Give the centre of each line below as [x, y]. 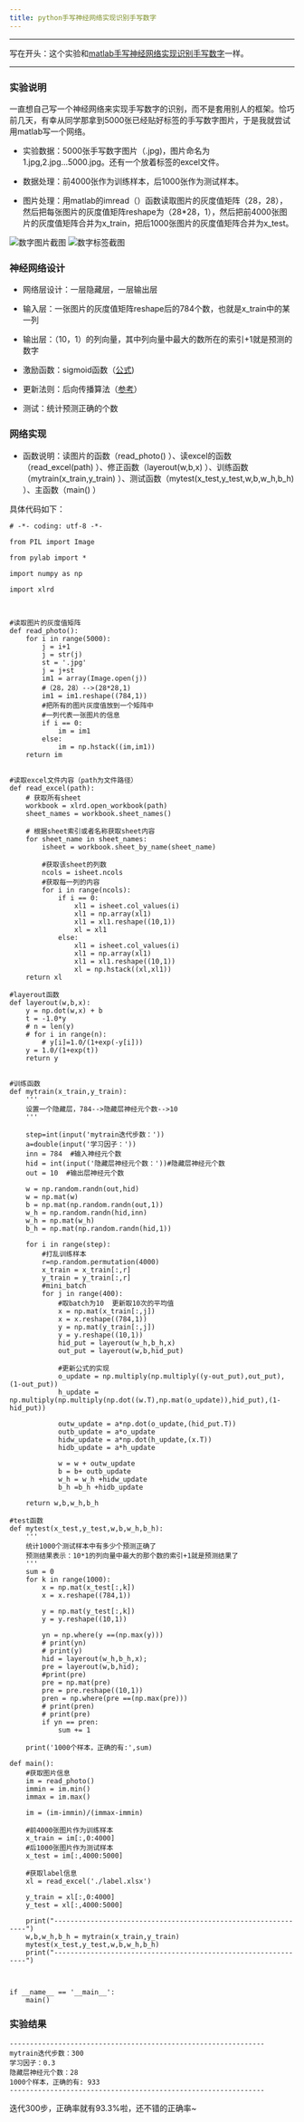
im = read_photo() [60, 1781]
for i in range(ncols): [86, 890]
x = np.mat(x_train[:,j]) [106, 1311]
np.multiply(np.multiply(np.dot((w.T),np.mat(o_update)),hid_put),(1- [145, 1400]
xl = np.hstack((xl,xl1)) [123, 969]
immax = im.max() [58, 1797]
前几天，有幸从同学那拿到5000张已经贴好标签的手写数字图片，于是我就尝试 [150, 120]
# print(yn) [65, 1643]
